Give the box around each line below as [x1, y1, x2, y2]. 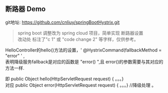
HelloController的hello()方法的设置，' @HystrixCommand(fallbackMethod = [5, 47, 162, 53]
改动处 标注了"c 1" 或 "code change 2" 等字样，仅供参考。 [17, 36, 139, 42]
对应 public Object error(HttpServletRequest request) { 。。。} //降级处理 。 [5, 82, 156, 88]
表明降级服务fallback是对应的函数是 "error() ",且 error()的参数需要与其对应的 [5, 59, 163, 65]
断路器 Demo [5, 5, 46, 14]
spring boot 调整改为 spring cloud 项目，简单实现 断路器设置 [17, 30, 144, 36]
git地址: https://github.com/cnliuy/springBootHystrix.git [5, 19, 120, 25]
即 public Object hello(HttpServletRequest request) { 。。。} [5, 75, 124, 82]
